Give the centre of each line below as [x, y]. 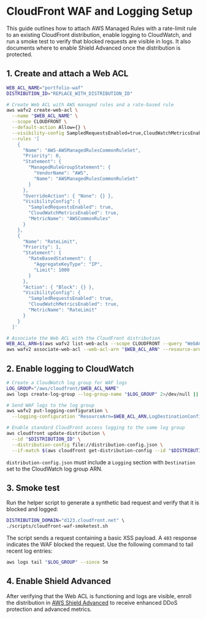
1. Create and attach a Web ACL [67, 74]
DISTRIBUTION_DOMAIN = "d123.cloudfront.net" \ [65, 521]
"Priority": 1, [42, 247]
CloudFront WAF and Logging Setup [100, 11]
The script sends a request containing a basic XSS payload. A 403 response [102, 538]
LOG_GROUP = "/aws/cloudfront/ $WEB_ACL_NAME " [63, 388]
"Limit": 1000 [51, 270]
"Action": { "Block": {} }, [59, 287]
